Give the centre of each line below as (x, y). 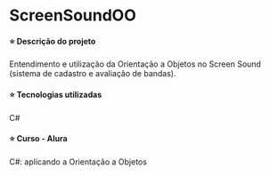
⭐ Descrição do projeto (53, 41)
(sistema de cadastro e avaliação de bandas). (93, 74)
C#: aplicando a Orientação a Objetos (78, 162)
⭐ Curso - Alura (39, 139)
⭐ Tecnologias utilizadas (56, 94)
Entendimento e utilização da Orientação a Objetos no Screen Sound (135, 64)
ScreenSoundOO (73, 16)
